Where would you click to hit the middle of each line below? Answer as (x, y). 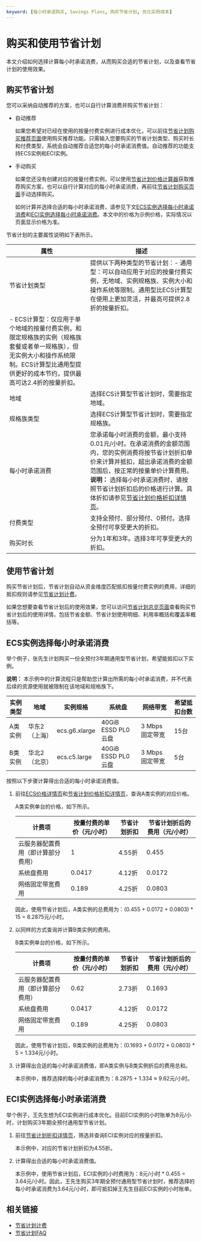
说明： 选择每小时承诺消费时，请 (136, 480)
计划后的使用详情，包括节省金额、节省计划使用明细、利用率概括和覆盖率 (101, 615)
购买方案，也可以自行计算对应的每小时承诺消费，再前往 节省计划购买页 (107, 187)
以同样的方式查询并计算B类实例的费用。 (64, 930)
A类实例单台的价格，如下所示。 (54, 806)
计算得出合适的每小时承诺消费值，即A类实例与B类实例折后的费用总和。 (103, 1065)
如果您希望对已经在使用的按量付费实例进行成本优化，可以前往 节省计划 (102, 131)
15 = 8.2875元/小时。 (41, 917)
